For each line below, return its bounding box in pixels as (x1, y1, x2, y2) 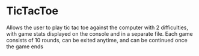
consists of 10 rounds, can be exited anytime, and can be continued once (6, 36, 188, 43)
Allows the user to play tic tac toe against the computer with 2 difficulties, (6, 24, 188, 31)
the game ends (6, 43, 44, 50)
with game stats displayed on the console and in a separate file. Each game (6, 30, 194, 37)
